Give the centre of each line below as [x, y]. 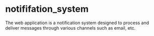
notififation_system [47, 9]
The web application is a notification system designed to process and [77, 23]
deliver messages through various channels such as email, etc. [70, 28]
